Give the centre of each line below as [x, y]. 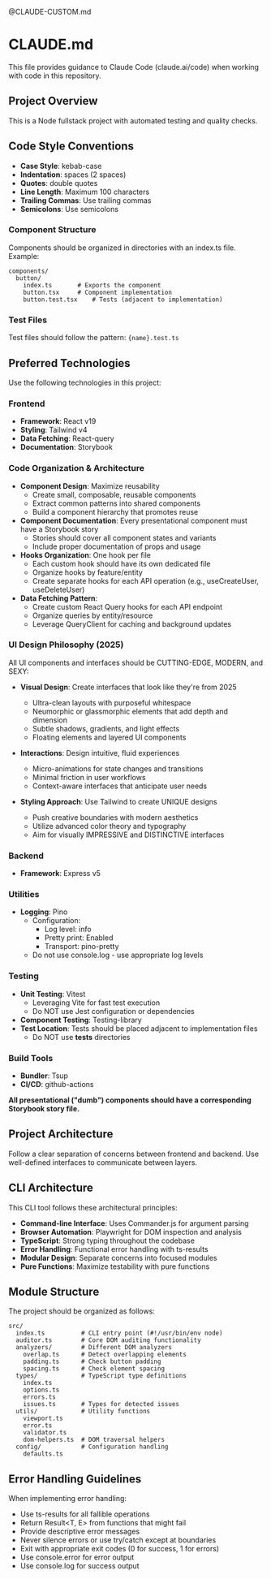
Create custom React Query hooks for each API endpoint [127, 606]
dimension [49, 720]
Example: [24, 256]
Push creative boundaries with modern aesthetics [115, 817]
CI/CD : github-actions [57, 1085]
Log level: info [68, 930]
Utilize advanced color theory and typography [109, 826]
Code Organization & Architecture [76, 468]
